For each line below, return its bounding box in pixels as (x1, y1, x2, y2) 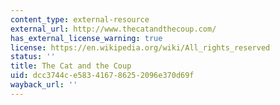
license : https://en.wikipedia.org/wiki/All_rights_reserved (10, 42, 271, 53)
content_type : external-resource (10, 14, 150, 25)
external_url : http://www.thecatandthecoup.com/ (10, 24, 217, 34)
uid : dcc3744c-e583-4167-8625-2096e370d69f (10, 71, 195, 81)
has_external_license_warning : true (10, 33, 163, 43)
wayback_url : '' (10, 80, 78, 90)
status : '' (10, 52, 56, 62)
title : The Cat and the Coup (10, 61, 132, 71)
